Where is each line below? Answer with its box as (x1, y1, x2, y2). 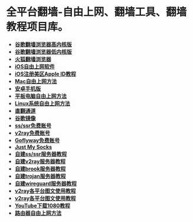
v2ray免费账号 (14, 129, 50, 136)
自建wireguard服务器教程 (14, 179, 77, 187)
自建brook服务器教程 (14, 165, 66, 172)
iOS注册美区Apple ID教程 (14, 70, 77, 77)
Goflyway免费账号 (14, 136, 60, 143)
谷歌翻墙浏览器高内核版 (14, 41, 72, 48)
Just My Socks (14, 143, 52, 151)
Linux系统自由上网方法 (14, 100, 71, 107)
